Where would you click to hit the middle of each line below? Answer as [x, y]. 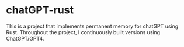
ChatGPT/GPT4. [25, 38]
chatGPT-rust [40, 10]
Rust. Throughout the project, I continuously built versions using [83, 32]
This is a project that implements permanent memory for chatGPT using [92, 26]
